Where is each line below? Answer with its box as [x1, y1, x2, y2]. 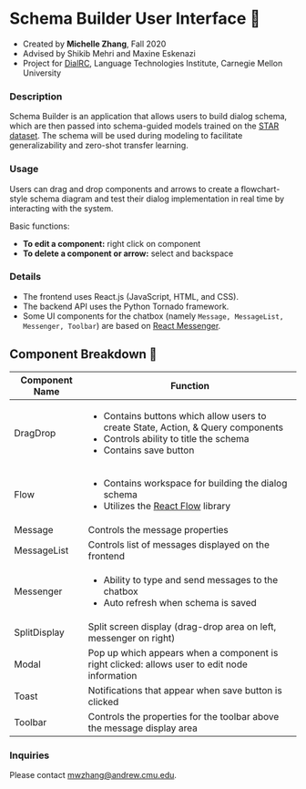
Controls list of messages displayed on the [87, 538, 270, 550]
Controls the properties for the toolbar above [87, 710, 280, 722]
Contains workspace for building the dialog [103, 476, 288, 489]
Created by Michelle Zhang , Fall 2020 [22, 38, 167, 49]
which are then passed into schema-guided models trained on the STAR [9, 120, 280, 131]
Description [9, 90, 63, 103]
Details [9, 271, 42, 283]
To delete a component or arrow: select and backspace [22, 248, 234, 259]
